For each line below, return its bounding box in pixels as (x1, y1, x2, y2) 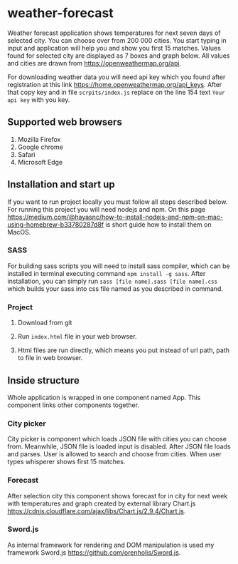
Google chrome (17, 143, 64, 151)
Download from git (17, 319, 72, 327)
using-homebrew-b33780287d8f (7, 220, 104, 229)
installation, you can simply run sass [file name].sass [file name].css (7, 277, 218, 285)
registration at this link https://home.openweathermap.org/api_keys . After (7, 80, 222, 88)
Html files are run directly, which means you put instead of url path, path (17, 346, 229, 354)
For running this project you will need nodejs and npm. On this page (7, 205, 206, 213)
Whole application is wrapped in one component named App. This (7, 393, 201, 401)
